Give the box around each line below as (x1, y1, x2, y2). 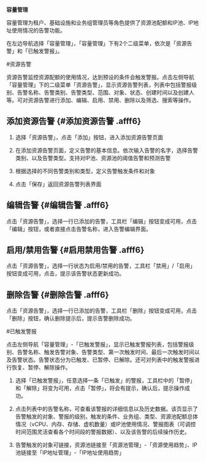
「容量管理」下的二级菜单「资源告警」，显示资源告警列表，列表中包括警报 (6, 81, 192, 88)
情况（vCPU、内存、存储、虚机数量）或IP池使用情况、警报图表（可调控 (15, 420, 196, 428)
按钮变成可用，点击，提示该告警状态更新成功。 (6, 270, 124, 277)
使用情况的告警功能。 (11, 27, 66, 34)
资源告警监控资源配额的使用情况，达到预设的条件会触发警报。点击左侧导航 (6, 74, 194, 80)
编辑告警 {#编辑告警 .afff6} (6, 200, 109, 210)
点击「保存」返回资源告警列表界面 (15, 180, 102, 188)
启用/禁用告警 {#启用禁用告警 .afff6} (6, 245, 145, 255)
